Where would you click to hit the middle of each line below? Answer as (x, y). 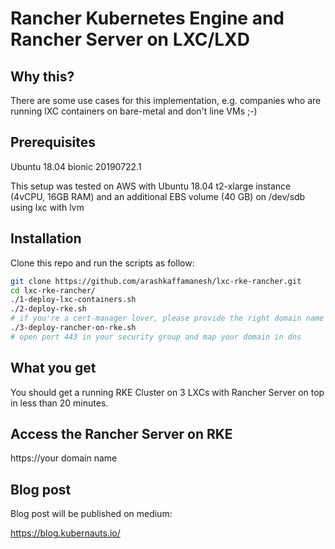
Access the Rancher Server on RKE (121, 433)
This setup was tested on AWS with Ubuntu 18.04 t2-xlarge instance (151, 186)
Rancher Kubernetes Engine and (147, 18)
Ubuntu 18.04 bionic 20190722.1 (76, 166)
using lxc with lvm (47, 207)
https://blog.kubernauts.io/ (65, 533)
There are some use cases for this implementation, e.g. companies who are (166, 100)
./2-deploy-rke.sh (48, 309)
